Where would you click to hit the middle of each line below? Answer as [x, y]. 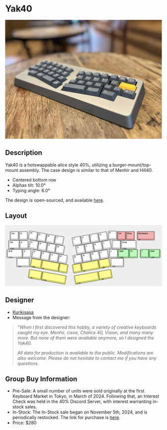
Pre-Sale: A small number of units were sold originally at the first [78, 391]
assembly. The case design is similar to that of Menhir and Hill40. [86, 170]
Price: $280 [24, 423]
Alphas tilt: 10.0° [29, 185]
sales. [31, 407]
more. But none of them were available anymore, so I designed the [85, 338]
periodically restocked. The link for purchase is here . [66, 418]
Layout [16, 216]
